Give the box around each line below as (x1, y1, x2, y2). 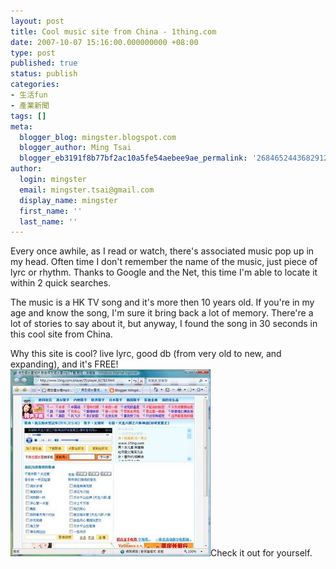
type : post (10, 48, 56, 58)
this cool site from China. (10, 328, 113, 340)
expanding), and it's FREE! (10, 358, 119, 370)
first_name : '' (19, 206, 83, 216)
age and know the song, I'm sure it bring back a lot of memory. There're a (10, 307, 314, 319)
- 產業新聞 (10, 100, 50, 110)
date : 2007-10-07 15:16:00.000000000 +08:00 (10, 37, 199, 47)
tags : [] (10, 111, 47, 121)
